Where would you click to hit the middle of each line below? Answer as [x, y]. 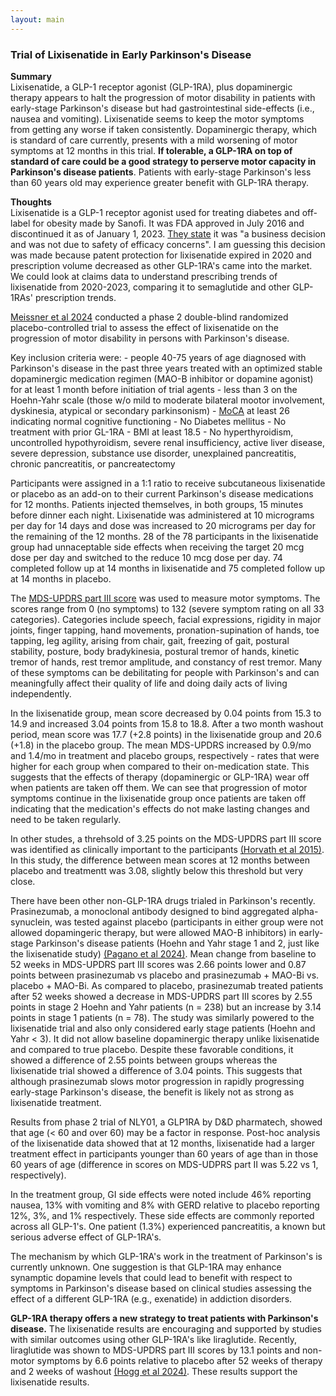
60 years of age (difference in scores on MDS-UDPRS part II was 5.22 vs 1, [164, 1164]
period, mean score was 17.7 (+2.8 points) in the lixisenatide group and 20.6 [166, 734]
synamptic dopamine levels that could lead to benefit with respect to [151, 1277]
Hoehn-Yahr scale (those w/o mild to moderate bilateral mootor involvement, [168, 400]
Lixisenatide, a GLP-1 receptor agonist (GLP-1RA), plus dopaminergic [151, 87]
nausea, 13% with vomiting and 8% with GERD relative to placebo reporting [165, 1205]
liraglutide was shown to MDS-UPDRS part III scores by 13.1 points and [155, 1350]
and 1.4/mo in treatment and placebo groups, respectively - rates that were [165, 755]
